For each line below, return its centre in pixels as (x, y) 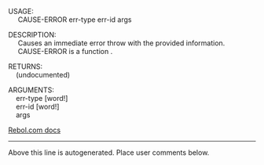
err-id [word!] (37, 106)
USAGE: (21, 11)
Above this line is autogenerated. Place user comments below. (109, 152)
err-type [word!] (42, 98)
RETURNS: (26, 66)
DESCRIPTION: (32, 35)
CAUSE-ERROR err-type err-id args (75, 20)
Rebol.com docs (35, 130)
